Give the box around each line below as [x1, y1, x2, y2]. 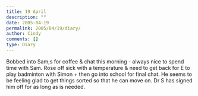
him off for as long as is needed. [6, 83, 86, 90]
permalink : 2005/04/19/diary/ [6, 25, 81, 31]
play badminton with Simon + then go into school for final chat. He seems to [6, 71, 192, 78]
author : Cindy [6, 31, 42, 37]
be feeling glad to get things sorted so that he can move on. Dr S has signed [6, 76, 193, 84]
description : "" [6, 14, 46, 20]
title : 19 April [6, 8, 46, 15]
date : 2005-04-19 [6, 20, 49, 25]
